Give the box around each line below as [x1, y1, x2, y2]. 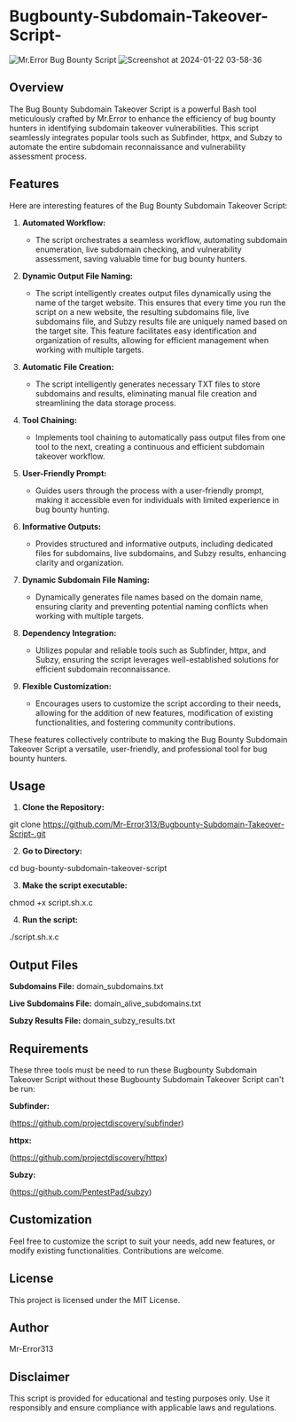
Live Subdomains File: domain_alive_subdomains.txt [9, 998, 202, 1009]
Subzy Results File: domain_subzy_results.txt [9, 1016, 175, 1026]
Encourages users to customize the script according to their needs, [35, 698, 282, 709]
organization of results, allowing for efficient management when [35, 334, 269, 345]
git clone [9, 819, 42, 830]
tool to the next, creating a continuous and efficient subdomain [35, 441, 265, 452]
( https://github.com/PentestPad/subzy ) [9, 1187, 152, 1197]
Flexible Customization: [21, 680, 113, 691]
